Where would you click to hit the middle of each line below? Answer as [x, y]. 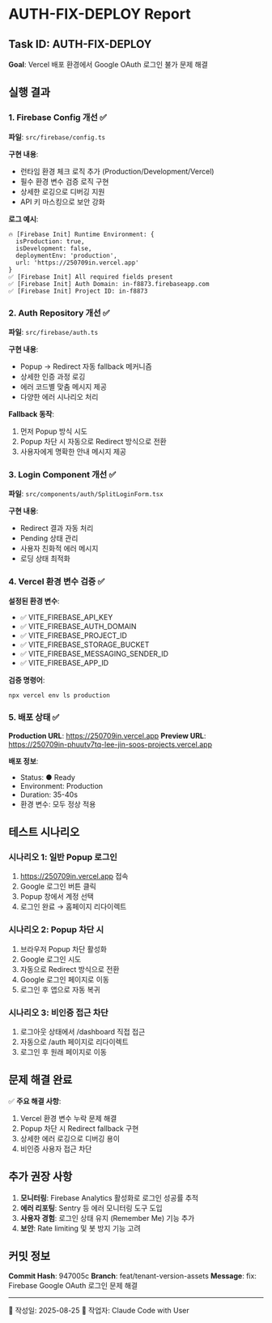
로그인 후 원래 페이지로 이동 [64, 1052]
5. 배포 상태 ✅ [34, 717]
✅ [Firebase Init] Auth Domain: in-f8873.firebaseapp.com [109, 284]
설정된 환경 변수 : [34, 601]
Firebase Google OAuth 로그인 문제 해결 [73, 1286]
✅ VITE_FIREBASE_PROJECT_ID [74, 635]
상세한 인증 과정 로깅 [53, 376]
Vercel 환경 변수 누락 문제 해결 [68, 1118]
